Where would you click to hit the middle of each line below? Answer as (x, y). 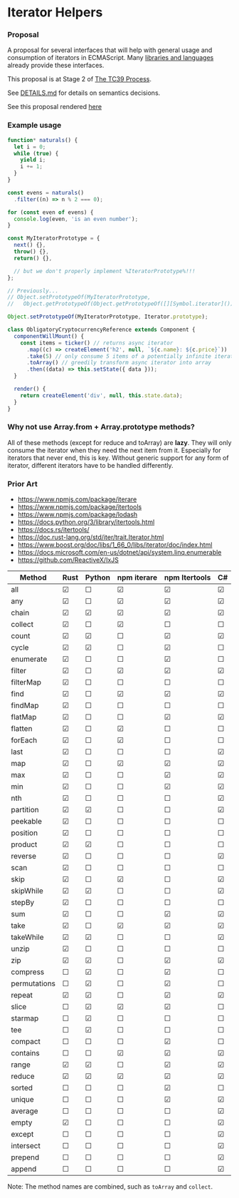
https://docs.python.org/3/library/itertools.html (86, 522)
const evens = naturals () (46, 193)
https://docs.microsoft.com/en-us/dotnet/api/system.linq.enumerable (119, 553)
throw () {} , (32, 252)
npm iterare (137, 578)
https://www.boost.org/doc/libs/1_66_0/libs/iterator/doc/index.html (115, 545)
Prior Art (22, 483)
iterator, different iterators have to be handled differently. (90, 465)
